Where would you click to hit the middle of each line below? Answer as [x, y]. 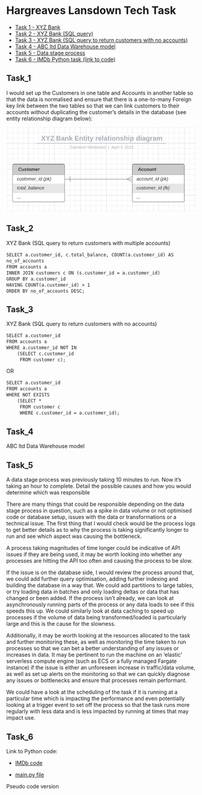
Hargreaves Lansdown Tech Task [91, 11]
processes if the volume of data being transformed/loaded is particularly [96, 618]
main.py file [29, 774]
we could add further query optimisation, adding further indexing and [92, 579]
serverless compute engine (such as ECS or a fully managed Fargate [92, 661]
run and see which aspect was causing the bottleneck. [74, 536]
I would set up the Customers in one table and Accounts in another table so [100, 93]
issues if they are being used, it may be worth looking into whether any [94, 554]
